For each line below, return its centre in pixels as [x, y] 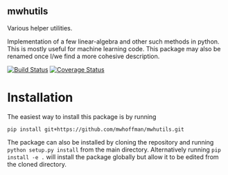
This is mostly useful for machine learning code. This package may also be [114, 48]
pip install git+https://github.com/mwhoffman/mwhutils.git [96, 129]
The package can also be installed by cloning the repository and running [111, 142]
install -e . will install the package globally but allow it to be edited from [113, 157]
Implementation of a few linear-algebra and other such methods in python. [113, 42]
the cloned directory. [37, 164]
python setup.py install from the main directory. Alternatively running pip [114, 149]
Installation [40, 98]
